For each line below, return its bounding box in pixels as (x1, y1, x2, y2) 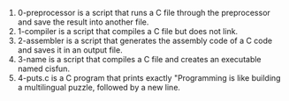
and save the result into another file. (17, 17, 149, 27)
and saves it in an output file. (17, 45, 123, 55)
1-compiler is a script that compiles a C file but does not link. (17, 26, 239, 36)
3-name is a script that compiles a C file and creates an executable (17, 54, 262, 64)
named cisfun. (17, 63, 71, 74)
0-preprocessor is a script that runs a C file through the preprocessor (17, 8, 271, 18)
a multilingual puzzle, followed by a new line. (17, 83, 181, 92)
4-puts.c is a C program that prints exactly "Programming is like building (17, 73, 281, 83)
